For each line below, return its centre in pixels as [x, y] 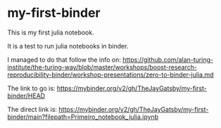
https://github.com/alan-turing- [168, 59]
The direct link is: [32, 109]
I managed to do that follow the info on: [64, 59]
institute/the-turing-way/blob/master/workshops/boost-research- [102, 67]
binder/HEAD [26, 96]
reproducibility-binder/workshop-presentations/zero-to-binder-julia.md [110, 75]
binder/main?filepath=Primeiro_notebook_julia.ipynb [83, 117]
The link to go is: [31, 88]
